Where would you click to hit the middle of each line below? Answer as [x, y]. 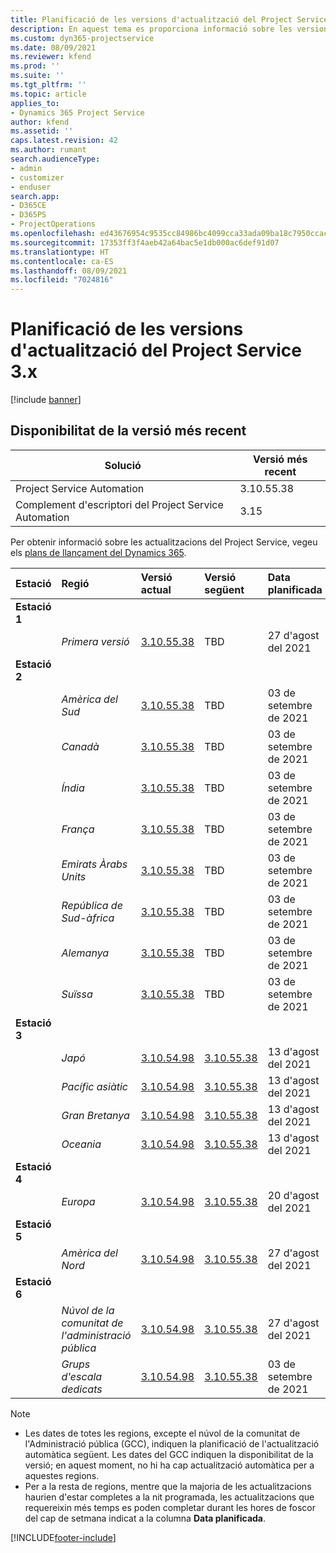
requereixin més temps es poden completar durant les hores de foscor [170, 1507]
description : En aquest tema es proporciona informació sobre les [151, 29]
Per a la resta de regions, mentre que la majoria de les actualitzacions [168, 1486]
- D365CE [28, 206]
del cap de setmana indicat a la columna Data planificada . [145, 1518]
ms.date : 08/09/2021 [53, 47]
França [78, 829]
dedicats [82, 1389]
